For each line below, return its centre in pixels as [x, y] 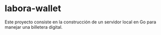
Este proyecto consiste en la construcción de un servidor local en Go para [80, 22]
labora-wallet [33, 9]
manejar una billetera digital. [34, 27]
